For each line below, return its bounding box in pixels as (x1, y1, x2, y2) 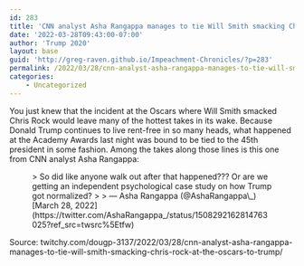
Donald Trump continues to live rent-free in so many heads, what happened (9, 124, 291, 136)
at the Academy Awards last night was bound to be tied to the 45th (9, 134, 259, 145)
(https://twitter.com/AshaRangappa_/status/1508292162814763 (32, 209, 269, 220)
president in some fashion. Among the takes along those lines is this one (9, 144, 280, 155)
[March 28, (32, 200, 73, 211)
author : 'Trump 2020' (9, 38, 91, 48)
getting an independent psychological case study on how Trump (32, 180, 272, 191)
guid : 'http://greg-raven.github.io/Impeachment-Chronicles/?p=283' (9, 55, 273, 64)
